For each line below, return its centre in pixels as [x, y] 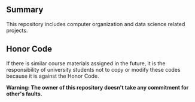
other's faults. [24, 94]
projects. [17, 30]
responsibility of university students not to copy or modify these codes [93, 69]
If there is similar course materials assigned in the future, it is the [86, 63]
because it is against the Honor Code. [53, 76]
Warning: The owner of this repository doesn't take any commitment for [97, 87]
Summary [25, 10]
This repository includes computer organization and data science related [96, 24]
